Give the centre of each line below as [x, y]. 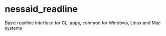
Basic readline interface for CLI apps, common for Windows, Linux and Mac [83, 23]
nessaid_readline [41, 9]
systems [13, 28]
